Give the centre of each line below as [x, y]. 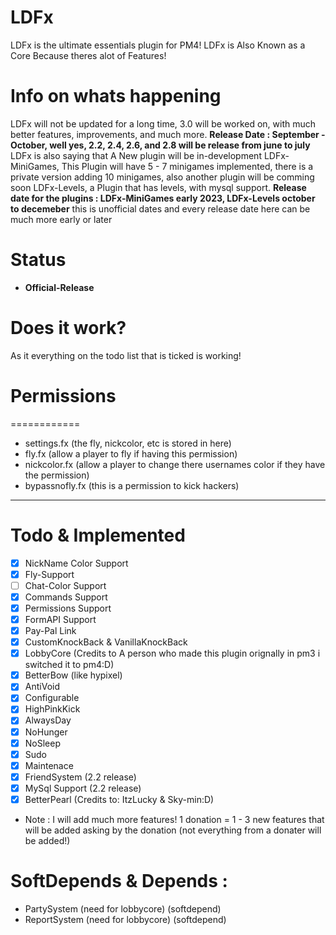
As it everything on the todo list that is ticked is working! [126, 355]
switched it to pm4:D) [69, 665]
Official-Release [59, 287]
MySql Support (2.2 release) [83, 788]
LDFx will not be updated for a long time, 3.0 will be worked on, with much [163, 123]
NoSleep [42, 743]
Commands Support [66, 597]
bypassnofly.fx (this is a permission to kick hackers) [132, 485]
